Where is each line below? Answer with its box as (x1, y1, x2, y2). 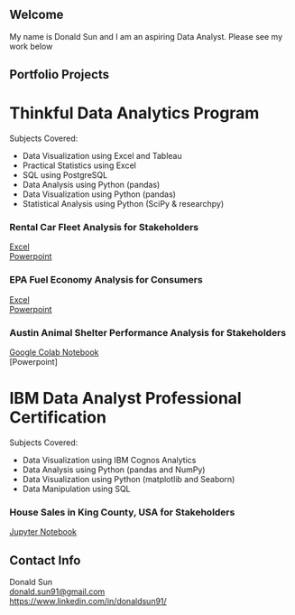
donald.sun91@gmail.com (9, 586, 106, 597)
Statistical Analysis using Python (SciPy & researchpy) (22, 199, 225, 210)
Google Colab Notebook (9, 347, 99, 358)
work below (9, 41, 53, 51)
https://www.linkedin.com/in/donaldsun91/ (9, 596, 167, 607)
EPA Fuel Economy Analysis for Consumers (9, 274, 203, 286)
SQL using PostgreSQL (22, 170, 108, 181)
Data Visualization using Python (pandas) (22, 189, 176, 200)
